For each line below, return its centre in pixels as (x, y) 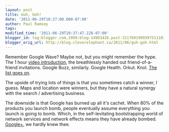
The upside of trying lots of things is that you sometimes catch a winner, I (81, 82)
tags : (11, 29)
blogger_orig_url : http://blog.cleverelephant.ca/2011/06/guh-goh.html (82, 43)
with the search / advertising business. (45, 93)
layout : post (19, 10)
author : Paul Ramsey (27, 24)
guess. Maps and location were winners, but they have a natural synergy (80, 88)
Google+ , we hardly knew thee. (38, 124)
